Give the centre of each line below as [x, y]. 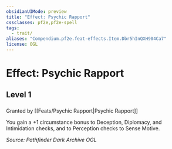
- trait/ [22, 33]
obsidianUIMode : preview [36, 11]
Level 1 [19, 95]
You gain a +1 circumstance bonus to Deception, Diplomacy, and [84, 122]
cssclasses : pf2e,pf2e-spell [42, 22]
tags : [13, 28]
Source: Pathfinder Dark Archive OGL [51, 140]
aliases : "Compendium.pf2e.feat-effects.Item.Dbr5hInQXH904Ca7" [86, 39]
